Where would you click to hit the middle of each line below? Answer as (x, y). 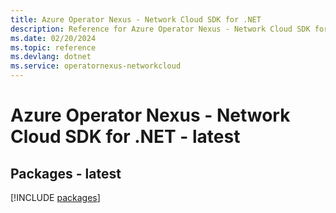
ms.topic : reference (53, 47)
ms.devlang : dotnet (51, 57)
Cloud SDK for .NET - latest (125, 137)
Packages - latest (66, 173)
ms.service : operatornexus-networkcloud (96, 66)
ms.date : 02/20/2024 (53, 38)
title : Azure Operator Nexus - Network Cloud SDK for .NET (136, 19)
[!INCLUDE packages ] (55, 197)
